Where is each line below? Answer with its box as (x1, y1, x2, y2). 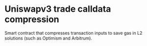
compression (4, 14, 59, 25)
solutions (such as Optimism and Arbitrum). (4, 35, 93, 41)
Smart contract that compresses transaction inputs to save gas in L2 (4, 30, 143, 36)
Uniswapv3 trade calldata (4, 3, 111, 15)
